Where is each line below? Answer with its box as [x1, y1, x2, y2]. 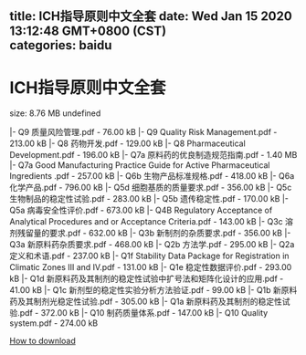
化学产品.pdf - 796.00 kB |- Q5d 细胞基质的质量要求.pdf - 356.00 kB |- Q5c [9, 182, 292, 193]
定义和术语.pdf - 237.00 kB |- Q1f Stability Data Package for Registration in [9, 250, 290, 262]
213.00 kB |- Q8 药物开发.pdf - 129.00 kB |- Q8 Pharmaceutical [9, 138, 247, 149]
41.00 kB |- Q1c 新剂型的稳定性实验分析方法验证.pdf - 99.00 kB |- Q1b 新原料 [9, 285, 298, 296]
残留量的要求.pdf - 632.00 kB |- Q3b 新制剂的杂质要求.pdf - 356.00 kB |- [16, 227, 291, 239]
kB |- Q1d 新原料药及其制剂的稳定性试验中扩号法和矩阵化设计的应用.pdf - [9, 273, 284, 285]
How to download [9, 336, 76, 347]
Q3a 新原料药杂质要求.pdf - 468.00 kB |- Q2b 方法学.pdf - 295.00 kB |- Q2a [9, 239, 295, 250]
